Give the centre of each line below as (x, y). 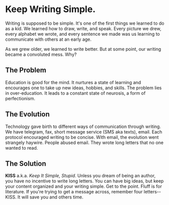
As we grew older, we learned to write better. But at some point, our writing (83, 49)
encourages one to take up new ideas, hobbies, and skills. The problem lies (83, 88)
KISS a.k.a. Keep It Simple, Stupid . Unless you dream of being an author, (80, 176)
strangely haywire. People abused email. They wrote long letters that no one (84, 143)
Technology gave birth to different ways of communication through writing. (83, 126)
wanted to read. (22, 148)
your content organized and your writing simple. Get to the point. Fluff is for (84, 186)
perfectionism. (20, 98)
